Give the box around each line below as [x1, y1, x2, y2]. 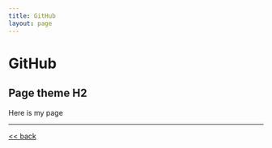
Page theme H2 [8, 87, 87, 100]
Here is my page [8, 108, 63, 117]
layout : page [8, 19, 53, 27]
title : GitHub [8, 11, 57, 20]
